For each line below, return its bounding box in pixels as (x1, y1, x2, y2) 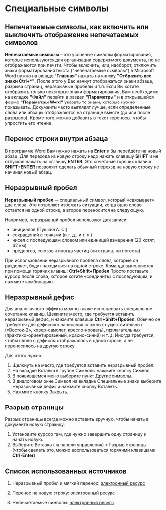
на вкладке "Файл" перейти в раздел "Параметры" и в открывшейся (5, 94, 154, 100)
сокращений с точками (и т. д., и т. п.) (12, 232, 93, 238)
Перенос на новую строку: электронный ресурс (12, 490, 115, 496)
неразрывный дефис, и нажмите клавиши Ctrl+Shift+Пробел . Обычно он (5, 316, 160, 322)
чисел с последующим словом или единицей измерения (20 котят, (12, 237, 155, 243)
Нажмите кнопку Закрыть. (12, 389, 69, 395)
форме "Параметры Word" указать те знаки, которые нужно (5, 99, 135, 105)
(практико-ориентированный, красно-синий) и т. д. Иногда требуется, (5, 332, 155, 338)
